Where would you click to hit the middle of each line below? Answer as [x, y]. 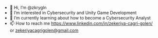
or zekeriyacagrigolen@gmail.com [44, 30]
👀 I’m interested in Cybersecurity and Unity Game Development [73, 13]
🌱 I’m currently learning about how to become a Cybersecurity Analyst [80, 18]
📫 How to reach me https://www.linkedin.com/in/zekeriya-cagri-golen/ [81, 23]
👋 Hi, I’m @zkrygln [28, 8]
